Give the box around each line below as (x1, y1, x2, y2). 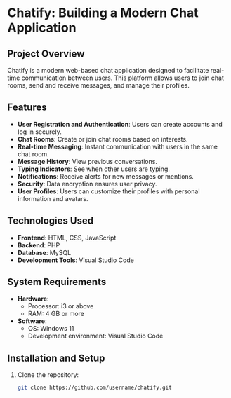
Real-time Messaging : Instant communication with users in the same (17, 142, 218, 151)
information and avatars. (17, 194, 88, 203)
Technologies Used (7, 215, 93, 227)
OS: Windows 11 (27, 324, 74, 333)
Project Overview (7, 48, 85, 60)
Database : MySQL (17, 248, 72, 256)
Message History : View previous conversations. (17, 157, 158, 165)
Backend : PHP (17, 240, 60, 249)
